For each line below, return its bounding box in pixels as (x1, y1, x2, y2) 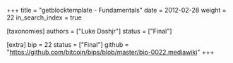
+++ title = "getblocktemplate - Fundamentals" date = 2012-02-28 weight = (6, 6, 227, 14)
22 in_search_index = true (6, 13, 82, 22)
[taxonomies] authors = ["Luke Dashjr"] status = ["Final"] (6, 27, 172, 35)
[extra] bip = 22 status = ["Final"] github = (6, 41, 129, 48)
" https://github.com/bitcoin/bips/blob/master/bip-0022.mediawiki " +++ (6, 48, 215, 56)
